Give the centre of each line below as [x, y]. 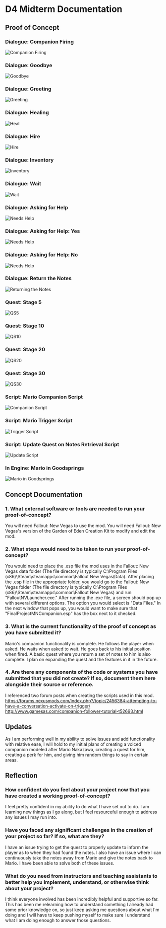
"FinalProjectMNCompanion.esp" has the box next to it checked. [71, 614]
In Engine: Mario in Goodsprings [45, 468]
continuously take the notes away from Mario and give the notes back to [79, 857]
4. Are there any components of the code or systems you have [82, 672]
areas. [12, 760]
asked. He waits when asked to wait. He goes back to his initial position [78, 649]
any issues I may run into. [31, 817]
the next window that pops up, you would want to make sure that [71, 608]
